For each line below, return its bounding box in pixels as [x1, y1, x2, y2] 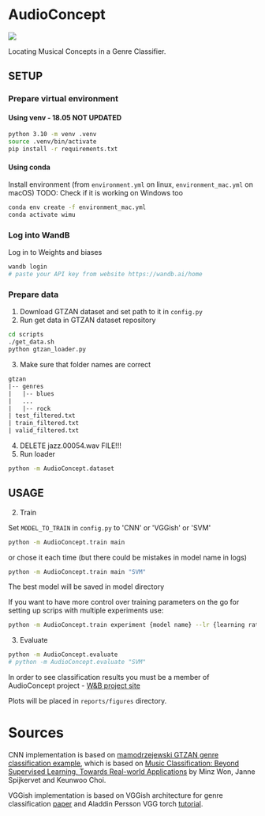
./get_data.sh [8, 338, 55, 346]
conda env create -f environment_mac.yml [8, 203, 147, 211]
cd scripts [8, 331, 44, 339]
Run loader [19, 450, 56, 458]
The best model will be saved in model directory [8, 582, 165, 591]
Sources [8, 724, 65, 742]
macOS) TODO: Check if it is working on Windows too [8, 188, 184, 198]
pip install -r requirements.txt [8, 145, 118, 154]
